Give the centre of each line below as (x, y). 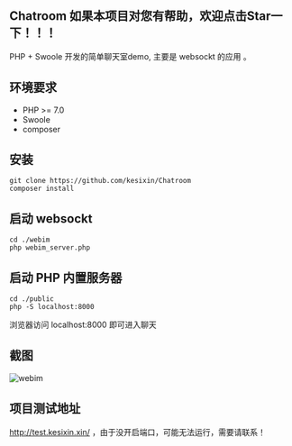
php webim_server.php (50, 248)
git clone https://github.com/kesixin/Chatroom (100, 181)
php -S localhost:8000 (52, 307)
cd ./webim (30, 240)
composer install (42, 189)
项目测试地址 (45, 409)
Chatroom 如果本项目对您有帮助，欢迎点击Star (140, 16)
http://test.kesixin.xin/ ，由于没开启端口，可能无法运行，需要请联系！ (137, 432)
